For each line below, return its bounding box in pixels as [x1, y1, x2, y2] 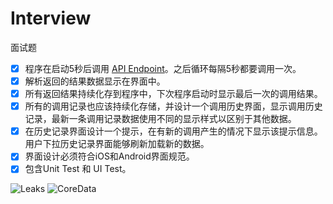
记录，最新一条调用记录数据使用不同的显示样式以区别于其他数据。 [24, 113, 297, 125]
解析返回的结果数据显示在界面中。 [24, 75, 166, 87]
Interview [10, 7, 92, 30]
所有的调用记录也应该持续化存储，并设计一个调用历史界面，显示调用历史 [24, 100, 323, 112]
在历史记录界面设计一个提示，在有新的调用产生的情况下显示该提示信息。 [24, 125, 323, 137]
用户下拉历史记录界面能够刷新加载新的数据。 [24, 138, 210, 150]
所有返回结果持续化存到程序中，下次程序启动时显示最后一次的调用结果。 [24, 88, 323, 100]
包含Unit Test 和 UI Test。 [24, 163, 132, 175]
